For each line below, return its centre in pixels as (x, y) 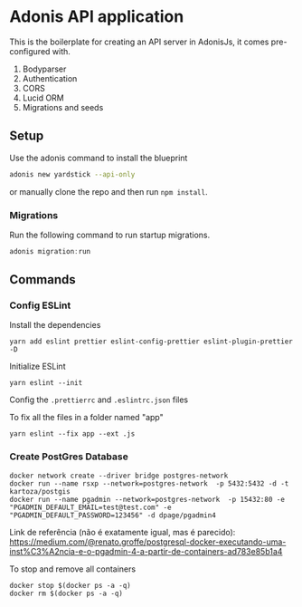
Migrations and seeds (63, 107)
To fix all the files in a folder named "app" (87, 418)
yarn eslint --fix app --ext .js (72, 434)
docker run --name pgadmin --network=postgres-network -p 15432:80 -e (147, 499)
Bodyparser (44, 69)
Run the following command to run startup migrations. (110, 235)
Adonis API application (97, 17)
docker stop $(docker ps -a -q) (70, 585)
